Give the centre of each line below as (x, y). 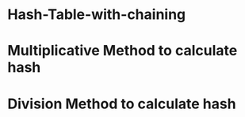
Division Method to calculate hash (122, 104)
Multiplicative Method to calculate (122, 51)
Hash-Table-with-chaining (97, 15)
